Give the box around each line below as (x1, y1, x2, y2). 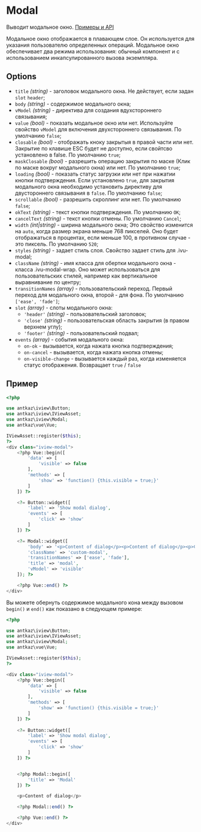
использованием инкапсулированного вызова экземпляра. (6, 54, 159, 61)
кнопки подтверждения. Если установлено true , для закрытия (14, 176, 175, 183)
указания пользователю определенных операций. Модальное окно (6, 41, 179, 49)
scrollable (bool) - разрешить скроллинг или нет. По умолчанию (14, 195, 181, 203)
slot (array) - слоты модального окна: (14, 304, 112, 311)
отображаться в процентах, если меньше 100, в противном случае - (14, 234, 191, 241)
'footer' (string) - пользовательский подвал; (23, 329, 139, 336)
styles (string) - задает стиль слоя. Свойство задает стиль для (14, 246, 176, 254)
